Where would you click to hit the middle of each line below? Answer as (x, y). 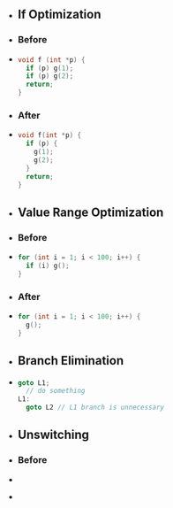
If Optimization (59, 15)
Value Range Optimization (90, 212)
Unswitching (53, 435)
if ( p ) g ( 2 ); (50, 76)
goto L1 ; (34, 383)
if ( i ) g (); (48, 266)
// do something (56, 391)
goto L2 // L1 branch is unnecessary (95, 408)
